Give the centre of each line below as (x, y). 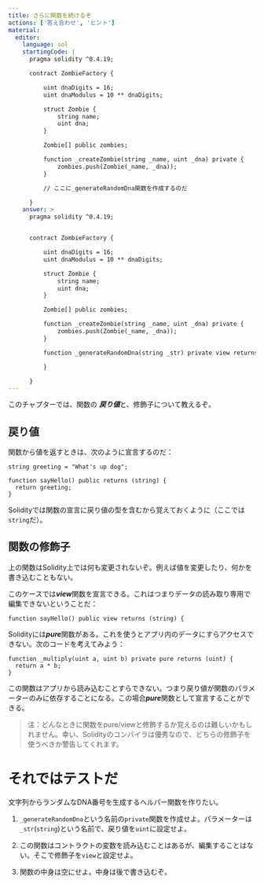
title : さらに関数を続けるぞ (50, 15)
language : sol (45, 45)
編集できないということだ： (53, 603)
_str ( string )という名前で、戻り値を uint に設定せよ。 (105, 828)
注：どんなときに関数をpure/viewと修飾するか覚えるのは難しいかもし (140, 724)
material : (24, 30)
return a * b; (38, 666)
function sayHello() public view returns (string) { (96, 618)
